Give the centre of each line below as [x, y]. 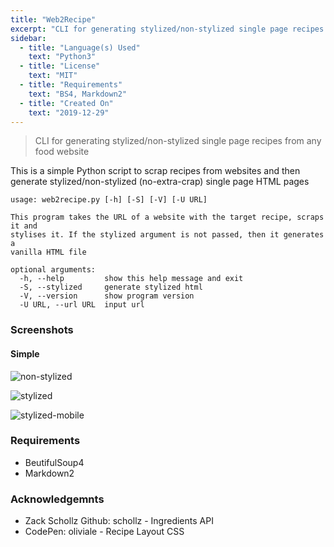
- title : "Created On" [66, 103]
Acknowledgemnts [57, 499]
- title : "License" [60, 66]
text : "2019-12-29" [69, 112]
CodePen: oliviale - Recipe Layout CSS [104, 532]
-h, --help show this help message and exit [131, 279]
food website [62, 152]
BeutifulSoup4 [54, 462]
